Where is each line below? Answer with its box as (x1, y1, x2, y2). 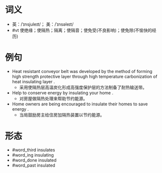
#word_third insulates (12, 147, 55, 153)
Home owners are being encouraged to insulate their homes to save (12, 101, 148, 107)
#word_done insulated (12, 157, 57, 163)
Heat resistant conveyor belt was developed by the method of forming (12, 68, 153, 74)
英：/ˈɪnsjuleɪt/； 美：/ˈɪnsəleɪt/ (12, 21, 74, 27)
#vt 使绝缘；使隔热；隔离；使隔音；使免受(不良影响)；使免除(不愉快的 (12, 27, 152, 33)
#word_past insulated (12, 162, 55, 168)
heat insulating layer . (12, 78, 55, 85)
